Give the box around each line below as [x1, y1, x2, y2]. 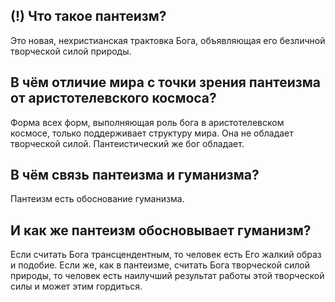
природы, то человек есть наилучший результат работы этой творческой [10, 270, 325, 282]
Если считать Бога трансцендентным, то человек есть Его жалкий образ [10, 249, 322, 261]
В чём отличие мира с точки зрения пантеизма [10, 74, 321, 91]
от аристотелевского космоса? [10, 90, 217, 107]
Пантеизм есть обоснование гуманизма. [10, 193, 185, 205]
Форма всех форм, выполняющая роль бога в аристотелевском [10, 116, 285, 128]
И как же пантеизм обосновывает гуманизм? [10, 222, 312, 239]
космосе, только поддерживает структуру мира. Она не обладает [10, 127, 294, 139]
